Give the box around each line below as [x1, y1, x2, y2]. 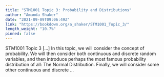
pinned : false [5, 31, 36, 36]
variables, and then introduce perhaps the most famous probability [5, 56, 147, 62]
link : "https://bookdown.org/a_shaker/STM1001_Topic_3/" [5, 21, 130, 27]
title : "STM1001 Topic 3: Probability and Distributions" [5, 7, 132, 13]
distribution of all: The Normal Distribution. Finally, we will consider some [5, 62, 159, 67]
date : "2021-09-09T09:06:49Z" [5, 17, 70, 22]
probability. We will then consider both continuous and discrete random [5, 50, 156, 57]
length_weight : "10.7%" [5, 27, 56, 32]
